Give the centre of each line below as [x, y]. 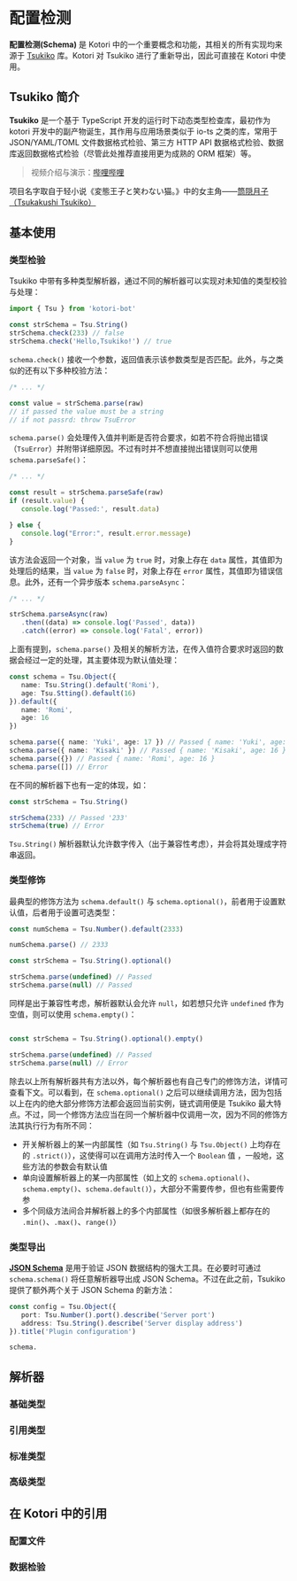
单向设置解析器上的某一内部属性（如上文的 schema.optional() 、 [138, 1177]
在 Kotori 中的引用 [58, 1513]
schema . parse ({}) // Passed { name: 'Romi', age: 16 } [112, 758]
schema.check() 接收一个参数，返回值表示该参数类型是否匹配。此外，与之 [143, 359]
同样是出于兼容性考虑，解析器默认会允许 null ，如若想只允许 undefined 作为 [147, 1003]
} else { [25, 525]
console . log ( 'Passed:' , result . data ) [91, 509]
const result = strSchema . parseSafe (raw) [87, 492]
